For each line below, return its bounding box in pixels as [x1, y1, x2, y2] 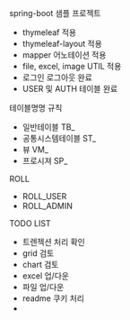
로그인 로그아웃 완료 [22, 72, 92, 83]
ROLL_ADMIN [22, 201, 74, 211]
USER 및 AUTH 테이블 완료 [22, 84, 118, 94]
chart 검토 [22, 260, 59, 270]
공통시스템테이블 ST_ [22, 133, 97, 143]
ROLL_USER [22, 191, 67, 201]
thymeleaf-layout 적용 [22, 39, 103, 49]
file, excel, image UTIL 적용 [22, 61, 122, 71]
